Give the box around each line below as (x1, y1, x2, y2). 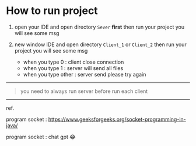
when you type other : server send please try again (23, 71, 146, 78)
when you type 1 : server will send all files (23, 64, 124, 71)
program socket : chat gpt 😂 (6, 133, 76, 140)
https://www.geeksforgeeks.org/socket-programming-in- (48, 116, 186, 123)
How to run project (6, 4, 98, 18)
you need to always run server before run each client (20, 88, 148, 95)
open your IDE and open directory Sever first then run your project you (14, 23, 185, 30)
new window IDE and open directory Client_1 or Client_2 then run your (14, 41, 187, 48)
